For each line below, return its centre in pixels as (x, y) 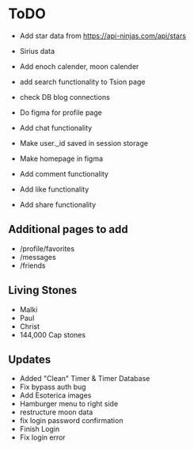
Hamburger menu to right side (69, 404)
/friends (32, 265)
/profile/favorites (47, 248)
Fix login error (42, 437)
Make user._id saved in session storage (84, 143)
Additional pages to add (68, 229)
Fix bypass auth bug (53, 387)
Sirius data (37, 51)
